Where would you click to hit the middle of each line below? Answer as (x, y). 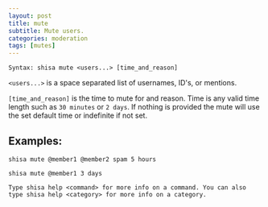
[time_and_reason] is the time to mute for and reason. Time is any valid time (134, 98)
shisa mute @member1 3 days (56, 173)
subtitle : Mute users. (46, 31)
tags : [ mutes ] (32, 46)
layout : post (30, 16)
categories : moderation (48, 38)
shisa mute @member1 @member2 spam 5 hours (82, 159)
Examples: (35, 141)
